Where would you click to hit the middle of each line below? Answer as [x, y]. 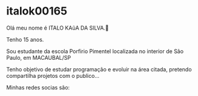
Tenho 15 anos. [25, 39]
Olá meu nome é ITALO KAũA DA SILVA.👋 [58, 28]
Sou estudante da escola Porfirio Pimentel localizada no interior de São [95, 51]
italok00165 [37, 11]
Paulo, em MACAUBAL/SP [39, 57]
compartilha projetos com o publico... [53, 75]
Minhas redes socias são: [38, 87]
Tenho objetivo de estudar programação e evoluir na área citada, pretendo [99, 69]
